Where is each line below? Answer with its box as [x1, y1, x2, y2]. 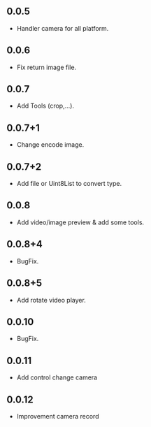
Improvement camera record [16, 412, 99, 420]
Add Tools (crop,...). [16, 101, 75, 110]
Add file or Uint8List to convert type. [16, 180, 122, 188]
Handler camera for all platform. [16, 24, 109, 32]
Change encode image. [16, 140, 85, 149]
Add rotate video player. [16, 296, 87, 304]
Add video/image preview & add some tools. [16, 218, 145, 226]
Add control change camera [16, 373, 98, 382]
